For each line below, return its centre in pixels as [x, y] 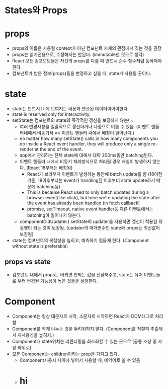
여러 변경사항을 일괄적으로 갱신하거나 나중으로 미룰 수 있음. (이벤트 [85, 127]
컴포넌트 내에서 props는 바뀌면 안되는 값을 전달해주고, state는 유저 [77, 274]
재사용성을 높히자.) [36, 335]
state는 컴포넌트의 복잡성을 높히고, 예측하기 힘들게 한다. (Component [80, 241]
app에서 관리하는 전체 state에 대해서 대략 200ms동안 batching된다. [86, 155]
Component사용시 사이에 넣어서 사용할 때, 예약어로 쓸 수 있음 [80, 360]
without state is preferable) [40, 246]
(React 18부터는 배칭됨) [50, 168]
